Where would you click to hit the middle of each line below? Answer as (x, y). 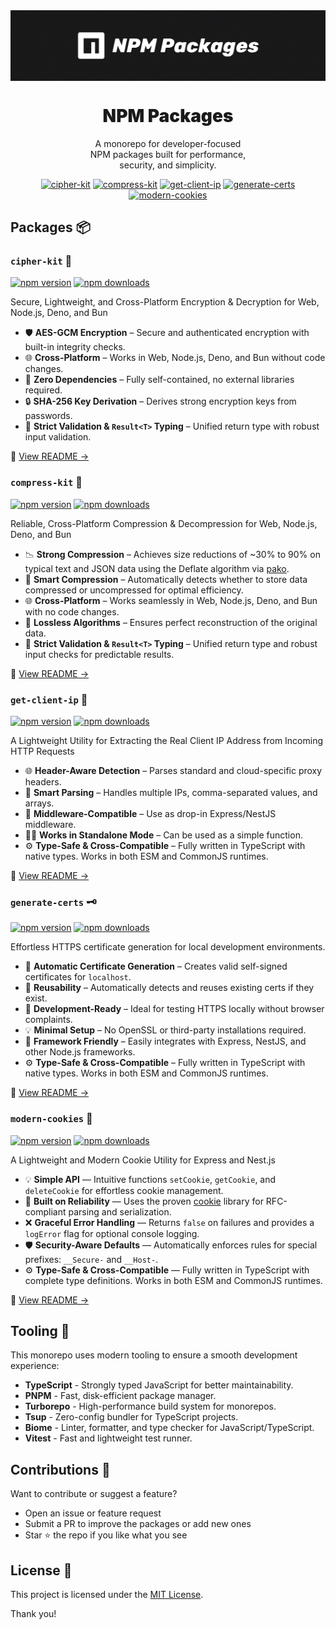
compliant (45, 1211)
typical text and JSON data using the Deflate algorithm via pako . (157, 568)
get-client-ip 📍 (49, 699)
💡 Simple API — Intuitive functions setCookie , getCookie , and (150, 1179)
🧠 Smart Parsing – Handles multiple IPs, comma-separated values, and (171, 792)
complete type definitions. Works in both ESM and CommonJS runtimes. (173, 1280)
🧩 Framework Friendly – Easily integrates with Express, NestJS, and (165, 1041)
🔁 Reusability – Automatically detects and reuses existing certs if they (169, 988)
